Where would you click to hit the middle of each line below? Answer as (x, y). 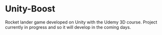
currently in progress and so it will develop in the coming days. (68, 27)
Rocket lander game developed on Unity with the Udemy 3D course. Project (81, 22)
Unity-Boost (30, 9)
